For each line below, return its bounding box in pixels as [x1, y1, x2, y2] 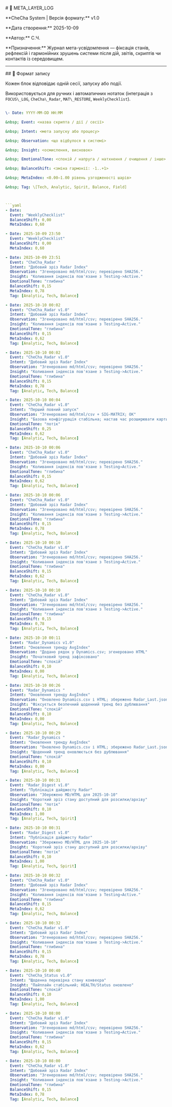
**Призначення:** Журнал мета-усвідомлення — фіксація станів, [5, 45, 150, 51]
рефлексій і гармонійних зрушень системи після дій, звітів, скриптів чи [5, 50, 161, 56]
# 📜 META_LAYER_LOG [5, 5, 54, 11]
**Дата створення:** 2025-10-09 [5, 25, 79, 31]
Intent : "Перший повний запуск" [10, 407, 79, 413]
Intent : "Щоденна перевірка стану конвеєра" [10, 977, 106, 983]
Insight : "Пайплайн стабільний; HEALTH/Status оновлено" [10, 983, 134, 988]
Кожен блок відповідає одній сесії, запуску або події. [5, 80, 122, 86]
